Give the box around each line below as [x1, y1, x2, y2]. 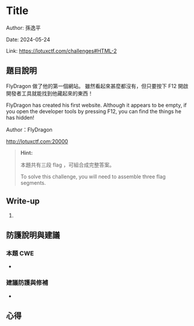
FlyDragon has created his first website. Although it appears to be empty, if [6, 101, 187, 108]
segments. [20, 179, 46, 186]
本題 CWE [6, 249, 34, 257]
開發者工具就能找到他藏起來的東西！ [6, 90, 93, 97]
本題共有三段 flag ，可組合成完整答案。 [20, 161, 115, 168]
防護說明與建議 [6, 230, 60, 240]
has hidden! [6, 114, 34, 121]
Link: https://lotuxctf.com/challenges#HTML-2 [6, 47, 117, 54]
